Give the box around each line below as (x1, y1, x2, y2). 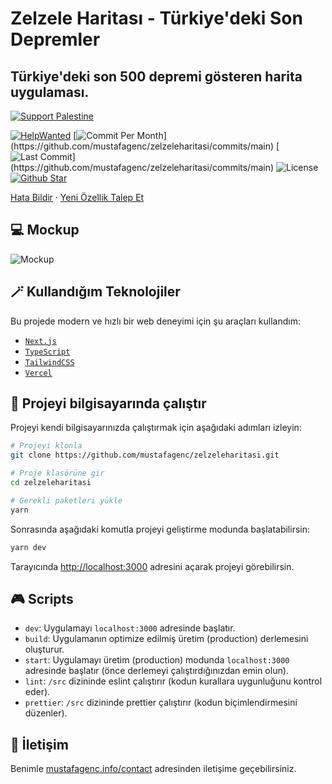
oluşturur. (24, 643, 65, 656)
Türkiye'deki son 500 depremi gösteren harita (10, 68, 303, 85)
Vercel (24, 368, 53, 378)
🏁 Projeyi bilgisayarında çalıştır (10, 395, 207, 412)
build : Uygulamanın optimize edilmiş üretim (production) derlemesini (24, 633, 309, 645)
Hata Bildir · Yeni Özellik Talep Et (10, 192, 145, 203)
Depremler (10, 28, 101, 51)
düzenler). (24, 707, 68, 719)
